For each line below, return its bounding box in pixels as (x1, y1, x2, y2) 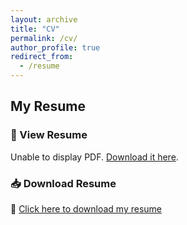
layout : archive (10, 14, 78, 25)
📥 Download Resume (10, 176, 117, 190)
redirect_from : (10, 52, 74, 62)
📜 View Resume (10, 128, 88, 142)
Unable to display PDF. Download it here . (10, 151, 179, 163)
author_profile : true (10, 42, 101, 53)
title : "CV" (10, 24, 60, 34)
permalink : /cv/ (10, 33, 78, 43)
